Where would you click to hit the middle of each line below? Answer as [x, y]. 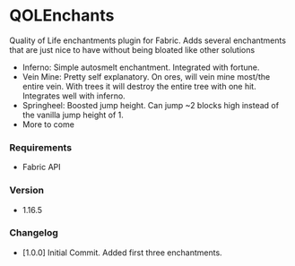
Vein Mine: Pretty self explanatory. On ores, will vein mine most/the [146, 76]
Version [27, 191]
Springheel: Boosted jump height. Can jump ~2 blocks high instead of [151, 105]
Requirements [41, 147]
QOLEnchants [62, 16]
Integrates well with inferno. [74, 96]
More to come [48, 124]
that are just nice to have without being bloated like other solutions [132, 49]
